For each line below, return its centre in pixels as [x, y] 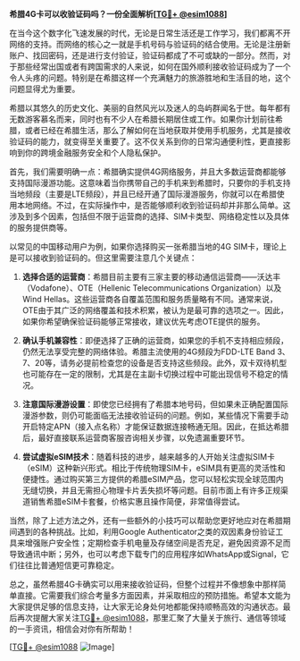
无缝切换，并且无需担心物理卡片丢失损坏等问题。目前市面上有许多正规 [151, 490]
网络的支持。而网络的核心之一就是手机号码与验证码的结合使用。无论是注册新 [150, 44]
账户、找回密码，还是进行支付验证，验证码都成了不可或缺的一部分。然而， [146, 55]
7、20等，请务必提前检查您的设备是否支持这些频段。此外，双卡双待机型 [154, 363]
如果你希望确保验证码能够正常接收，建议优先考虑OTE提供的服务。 [143, 322]
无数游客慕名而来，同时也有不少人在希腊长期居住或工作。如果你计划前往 [142, 119]
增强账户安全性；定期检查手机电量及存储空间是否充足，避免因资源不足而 [158, 543]
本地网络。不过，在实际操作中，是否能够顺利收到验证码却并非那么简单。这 [154, 205]
